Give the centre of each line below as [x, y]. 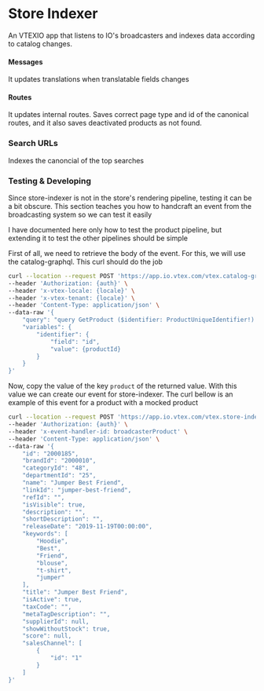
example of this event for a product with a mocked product [103, 403]
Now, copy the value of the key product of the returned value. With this [123, 386]
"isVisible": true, [54, 505]
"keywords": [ [45, 534]
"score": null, [47, 636]
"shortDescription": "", [63, 519]
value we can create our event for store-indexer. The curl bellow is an [121, 394]
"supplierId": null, [56, 621]
